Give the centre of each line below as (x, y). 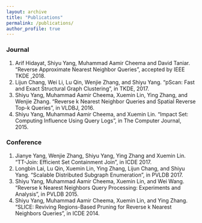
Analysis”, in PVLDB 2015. (47, 194)
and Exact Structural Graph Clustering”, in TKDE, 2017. (82, 89)
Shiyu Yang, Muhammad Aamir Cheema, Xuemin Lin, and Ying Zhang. (101, 200)
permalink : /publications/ (40, 23)
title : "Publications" (35, 17)
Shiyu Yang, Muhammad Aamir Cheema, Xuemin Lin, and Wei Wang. (99, 181)
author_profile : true (33, 29)
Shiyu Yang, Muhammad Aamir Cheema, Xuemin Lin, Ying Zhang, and (101, 95)
